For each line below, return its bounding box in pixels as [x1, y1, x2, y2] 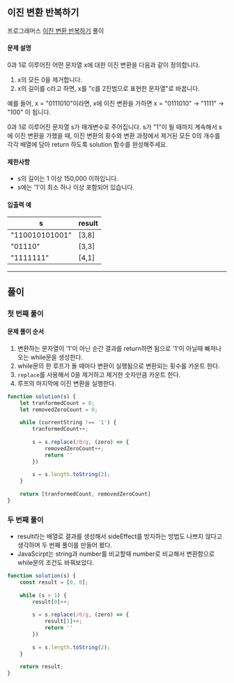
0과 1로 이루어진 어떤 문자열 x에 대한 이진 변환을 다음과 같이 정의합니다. [7, 61, 201, 69]
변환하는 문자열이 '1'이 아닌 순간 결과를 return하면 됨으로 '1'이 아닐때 [17, 344, 203, 352]
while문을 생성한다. [30, 352, 84, 361]
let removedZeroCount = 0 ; [19, 406, 98, 413]
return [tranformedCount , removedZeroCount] [19, 491, 151, 498]
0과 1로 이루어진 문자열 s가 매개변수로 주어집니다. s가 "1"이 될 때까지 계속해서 [7, 123, 217, 131]
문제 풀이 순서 [7, 327, 44, 336]
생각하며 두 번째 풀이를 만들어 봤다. [17, 541, 113, 549]
